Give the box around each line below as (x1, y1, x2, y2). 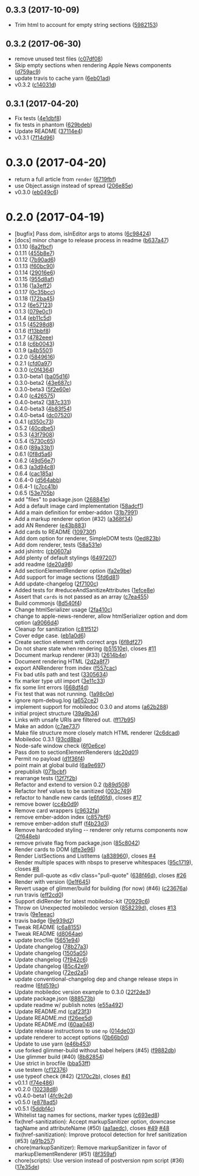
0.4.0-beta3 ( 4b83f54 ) (14, 405, 72, 412)
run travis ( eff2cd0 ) (14, 891, 64, 898)
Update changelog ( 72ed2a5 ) (14, 969, 89, 977)
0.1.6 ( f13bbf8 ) (14, 328, 51, 335)
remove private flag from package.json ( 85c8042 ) (14, 839, 141, 847)
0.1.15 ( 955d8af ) (14, 276, 55, 283)
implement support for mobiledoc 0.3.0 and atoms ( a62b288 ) (14, 703, 169, 711)
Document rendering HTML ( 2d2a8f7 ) (14, 658, 110, 665)
